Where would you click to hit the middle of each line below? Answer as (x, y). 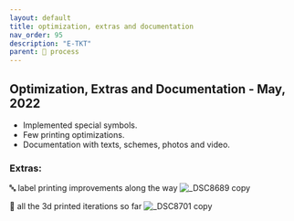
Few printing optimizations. (73, 134)
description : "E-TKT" (51, 43)
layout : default (40, 18)
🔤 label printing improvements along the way (94, 188)
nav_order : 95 (37, 35)
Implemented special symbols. (80, 125)
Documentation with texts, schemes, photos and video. (126, 144)
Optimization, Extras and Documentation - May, (147, 89)
